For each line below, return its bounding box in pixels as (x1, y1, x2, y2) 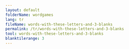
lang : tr (5, 17, 24, 22)
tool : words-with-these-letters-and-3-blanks (5, 31, 104, 36)
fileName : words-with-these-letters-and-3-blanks (5, 21, 113, 27)
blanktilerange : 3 (5, 36, 44, 41)
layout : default (5, 7, 40, 13)
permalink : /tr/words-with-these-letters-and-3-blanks (5, 27, 124, 32)
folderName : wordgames (5, 12, 54, 17)
